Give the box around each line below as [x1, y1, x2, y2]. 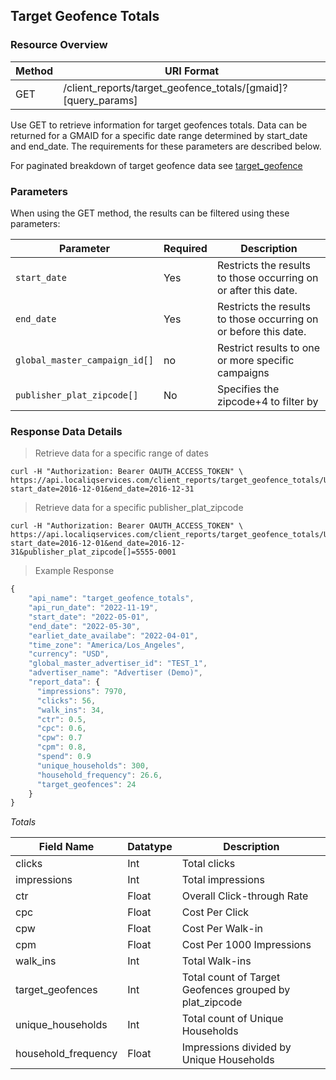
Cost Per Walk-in [181, 922, 264, 936]
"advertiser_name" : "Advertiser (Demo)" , [28, 668, 203, 678]
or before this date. [216, 324, 307, 338]
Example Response [34, 565, 115, 577]
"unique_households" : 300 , [36, 760, 150, 771]
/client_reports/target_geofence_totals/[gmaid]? [63, 80, 288, 94]
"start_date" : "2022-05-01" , [28, 612, 150, 622]
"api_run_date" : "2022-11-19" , [28, 603, 159, 613]
